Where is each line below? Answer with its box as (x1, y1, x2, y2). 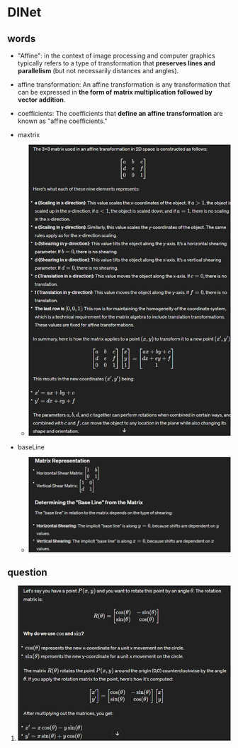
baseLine (17, 443, 45, 452)
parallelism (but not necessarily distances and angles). (17, 67, 179, 75)
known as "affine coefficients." (17, 117, 108, 125)
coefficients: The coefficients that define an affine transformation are (17, 109, 223, 117)
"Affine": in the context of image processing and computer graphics (17, 51, 215, 60)
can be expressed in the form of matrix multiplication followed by (17, 88, 212, 96)
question (7, 566, 47, 578)
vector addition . (17, 95, 66, 104)
